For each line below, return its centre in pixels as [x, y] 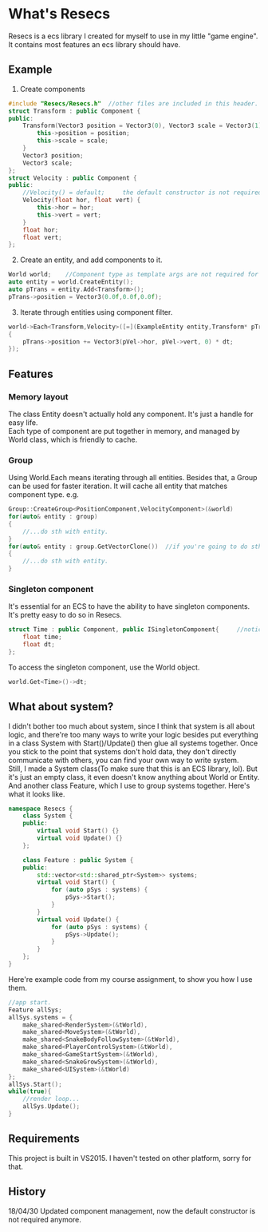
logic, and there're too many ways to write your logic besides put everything [134, 734]
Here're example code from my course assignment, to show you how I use [130, 979]
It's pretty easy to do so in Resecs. [65, 615]
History [27, 1192]
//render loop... [51, 1099]
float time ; [42, 637]
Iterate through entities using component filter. [96, 312]
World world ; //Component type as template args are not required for [134, 275]
